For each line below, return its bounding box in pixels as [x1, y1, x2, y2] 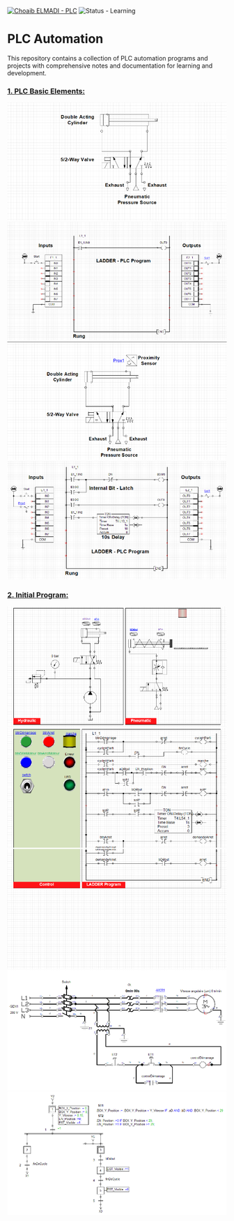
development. [7, 68, 47, 77]
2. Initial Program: [7, 590, 69, 600]
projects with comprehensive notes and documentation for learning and [7, 61, 213, 70]
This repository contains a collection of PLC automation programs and [7, 54, 208, 62]
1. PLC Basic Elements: [7, 86, 86, 96]
